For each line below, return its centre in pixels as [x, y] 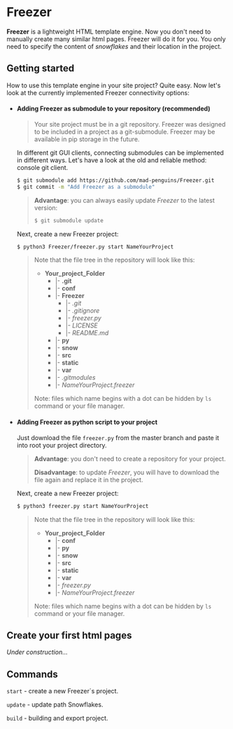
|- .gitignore [83, 311]
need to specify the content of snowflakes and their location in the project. [114, 46]
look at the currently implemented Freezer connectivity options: [98, 92]
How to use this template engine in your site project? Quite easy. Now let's [114, 85]
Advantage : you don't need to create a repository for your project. [130, 458]
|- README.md [87, 333]
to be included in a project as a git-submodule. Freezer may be [125, 132]
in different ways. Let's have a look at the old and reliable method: [112, 160]
